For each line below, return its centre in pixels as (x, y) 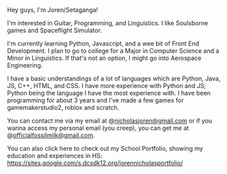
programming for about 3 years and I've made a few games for (95, 100)
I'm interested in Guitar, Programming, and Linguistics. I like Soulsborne (108, 23)
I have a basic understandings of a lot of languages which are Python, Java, (114, 78)
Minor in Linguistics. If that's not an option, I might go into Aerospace (104, 58)
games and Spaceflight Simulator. (55, 30)
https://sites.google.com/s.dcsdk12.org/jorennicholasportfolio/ (95, 163)
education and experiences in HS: (55, 156)
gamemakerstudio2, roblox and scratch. (63, 107)
